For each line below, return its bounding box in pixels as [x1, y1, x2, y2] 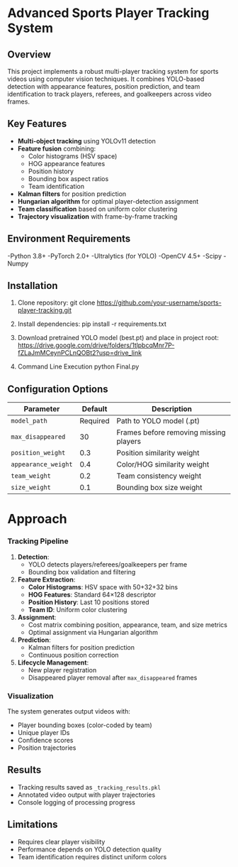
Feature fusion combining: [17, 144, 96, 153]
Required [79, 416, 110, 426]
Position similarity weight [116, 448, 200, 458]
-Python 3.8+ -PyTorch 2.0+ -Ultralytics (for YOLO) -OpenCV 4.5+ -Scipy [7, 251, 222, 260]
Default [81, 404, 108, 414]
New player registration [28, 665, 97, 674]
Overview [7, 48, 52, 60]
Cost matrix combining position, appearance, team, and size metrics [28, 620, 228, 629]
